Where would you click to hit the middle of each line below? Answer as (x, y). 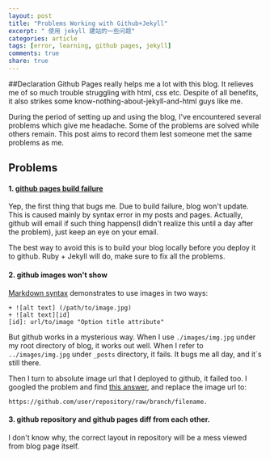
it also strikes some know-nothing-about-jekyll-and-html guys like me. (126, 101)
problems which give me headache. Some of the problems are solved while (134, 125)
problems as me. (36, 142)
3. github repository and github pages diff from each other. (109, 419)
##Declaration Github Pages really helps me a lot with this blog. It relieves (131, 84)
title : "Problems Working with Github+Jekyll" (88, 23)
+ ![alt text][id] (39, 315)
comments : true (34, 53)
